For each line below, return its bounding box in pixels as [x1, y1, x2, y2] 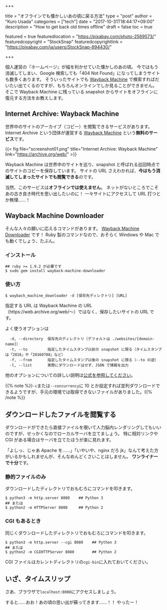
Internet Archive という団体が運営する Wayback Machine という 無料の [5, 130, 149, 136]
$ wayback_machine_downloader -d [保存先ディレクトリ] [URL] [5, 293, 128, 298]
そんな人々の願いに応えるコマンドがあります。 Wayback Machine [5, 225, 140, 231]
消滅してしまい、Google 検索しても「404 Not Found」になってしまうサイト [5, 70, 161, 76]
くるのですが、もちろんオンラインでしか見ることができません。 [26, 83, 158, 88]
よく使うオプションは [5, 326, 49, 332]
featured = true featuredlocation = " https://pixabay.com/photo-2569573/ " [5, 33, 157, 39]
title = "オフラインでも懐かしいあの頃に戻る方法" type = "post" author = [5, 13, 153, 19]
